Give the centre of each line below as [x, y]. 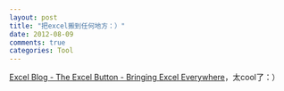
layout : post [33, 17]
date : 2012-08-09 [42, 34]
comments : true [38, 42]
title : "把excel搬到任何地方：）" [67, 26]
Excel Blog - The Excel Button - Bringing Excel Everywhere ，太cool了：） [145, 78]
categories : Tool [42, 51]
